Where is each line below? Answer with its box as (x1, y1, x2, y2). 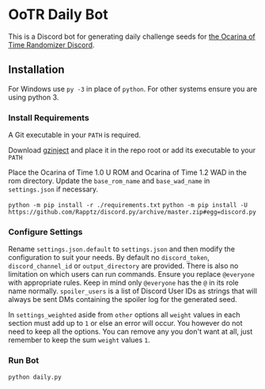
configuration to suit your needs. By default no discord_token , (8, 253, 210, 262)
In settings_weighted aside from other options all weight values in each (8, 310, 240, 319)
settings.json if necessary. (8, 184, 99, 194)
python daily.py (8, 373, 62, 381)
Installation (8, 63, 65, 77)
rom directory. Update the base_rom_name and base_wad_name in (8, 176, 210, 186)
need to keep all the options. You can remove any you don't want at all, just (8, 327, 253, 337)
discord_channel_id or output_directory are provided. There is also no (8, 261, 239, 270)
